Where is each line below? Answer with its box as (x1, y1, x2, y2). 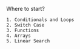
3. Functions (6, 27, 39, 33)
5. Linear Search (6, 38, 50, 44)
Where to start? (6, 5, 45, 12)
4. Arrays (6, 33, 32, 39)
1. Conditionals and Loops (6, 17, 75, 23)
